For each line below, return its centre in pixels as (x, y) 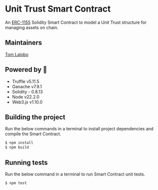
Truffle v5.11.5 (26, 81)
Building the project (35, 117)
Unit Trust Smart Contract (58, 9)
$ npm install (19, 143)
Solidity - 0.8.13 (27, 92)
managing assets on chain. (32, 27)
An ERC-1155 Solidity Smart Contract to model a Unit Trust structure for (76, 22)
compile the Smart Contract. (33, 134)
